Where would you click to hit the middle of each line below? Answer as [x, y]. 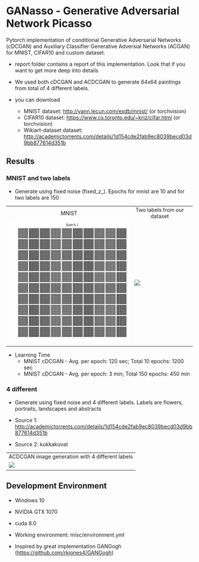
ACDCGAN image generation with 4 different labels [71, 457]
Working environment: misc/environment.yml [70, 535]
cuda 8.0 [25, 523]
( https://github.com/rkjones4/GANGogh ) [64, 553]
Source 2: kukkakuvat [41, 444]
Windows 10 [30, 500]
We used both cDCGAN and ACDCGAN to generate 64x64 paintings [98, 82]
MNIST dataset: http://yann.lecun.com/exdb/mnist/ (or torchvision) [105, 111]
